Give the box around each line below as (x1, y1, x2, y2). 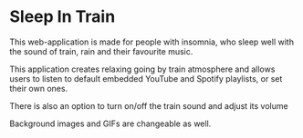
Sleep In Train (9, 6, 116, 27)
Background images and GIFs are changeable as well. (9, 118, 212, 129)
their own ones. (9, 83, 68, 94)
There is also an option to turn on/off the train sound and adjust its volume (9, 100, 289, 111)
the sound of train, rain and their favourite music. (9, 45, 193, 56)
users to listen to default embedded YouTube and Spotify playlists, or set (9, 73, 283, 84)
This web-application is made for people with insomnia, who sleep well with (9, 36, 295, 47)
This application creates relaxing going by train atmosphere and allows (9, 64, 276, 74)
